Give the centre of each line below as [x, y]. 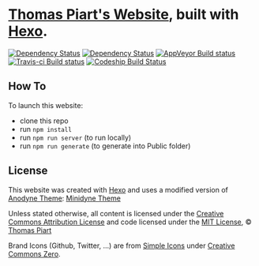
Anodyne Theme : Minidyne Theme [64, 198]
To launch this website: [46, 105]
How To [27, 86]
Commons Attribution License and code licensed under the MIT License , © [130, 222]
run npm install [46, 129]
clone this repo [44, 121]
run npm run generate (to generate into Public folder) [105, 146]
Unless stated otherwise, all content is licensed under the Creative [116, 213]
